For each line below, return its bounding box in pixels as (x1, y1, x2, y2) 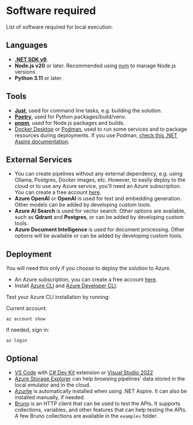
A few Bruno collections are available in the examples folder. (14, 413, 158, 419)
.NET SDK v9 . (14, 55, 49, 62)
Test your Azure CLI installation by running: (6, 294, 110, 301)
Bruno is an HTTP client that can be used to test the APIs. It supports (14, 400, 181, 407)
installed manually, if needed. (14, 394, 85, 400)
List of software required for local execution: (6, 23, 113, 30)
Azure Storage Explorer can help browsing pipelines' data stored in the (14, 375, 185, 382)
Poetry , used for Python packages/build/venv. (14, 113, 126, 120)
